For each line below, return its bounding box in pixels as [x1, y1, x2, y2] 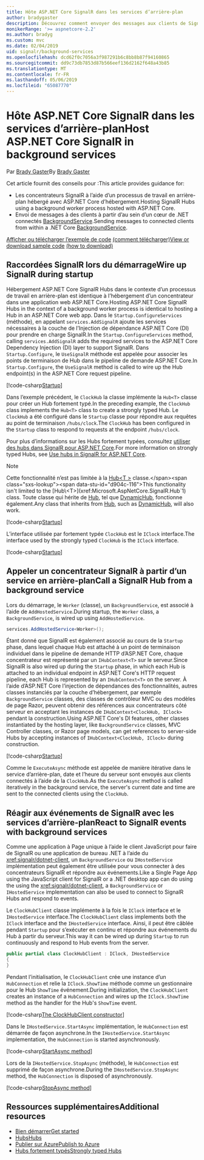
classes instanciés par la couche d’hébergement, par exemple [6, 689, 162, 696]
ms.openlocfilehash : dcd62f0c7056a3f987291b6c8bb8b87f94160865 [6, 54, 170, 60]
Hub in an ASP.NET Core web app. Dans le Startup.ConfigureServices [6, 311, 182, 319]
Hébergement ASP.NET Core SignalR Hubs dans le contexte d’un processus [6, 285, 196, 293]
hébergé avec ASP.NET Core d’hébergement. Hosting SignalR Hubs [27, 197, 195, 205]
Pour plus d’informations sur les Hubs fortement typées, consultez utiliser [6, 437, 191, 445]
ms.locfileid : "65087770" [6, 83, 72, 89]
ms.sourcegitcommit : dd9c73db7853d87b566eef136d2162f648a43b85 [6, 60, 170, 66]
